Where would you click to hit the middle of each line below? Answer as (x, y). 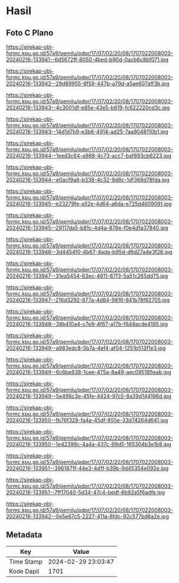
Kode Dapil (24, 571)
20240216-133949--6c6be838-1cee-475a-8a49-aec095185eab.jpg (89, 372)
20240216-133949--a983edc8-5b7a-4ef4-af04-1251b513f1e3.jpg (86, 348)
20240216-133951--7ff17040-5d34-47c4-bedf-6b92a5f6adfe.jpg (86, 492)
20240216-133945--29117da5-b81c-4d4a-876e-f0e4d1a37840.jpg (87, 228)
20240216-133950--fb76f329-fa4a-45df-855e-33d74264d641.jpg (87, 420)
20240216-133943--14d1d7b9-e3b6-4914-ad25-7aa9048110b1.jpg (87, 132)
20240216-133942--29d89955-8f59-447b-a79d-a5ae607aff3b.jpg (88, 83)
